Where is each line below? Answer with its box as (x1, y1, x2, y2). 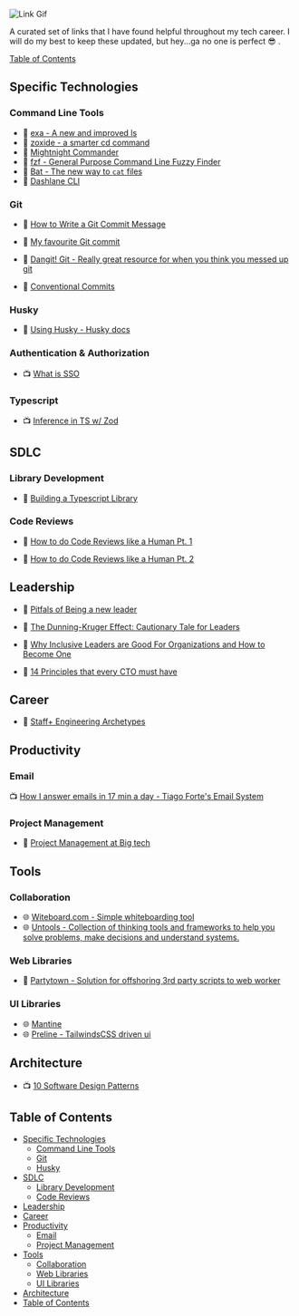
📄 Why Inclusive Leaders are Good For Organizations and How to (22, 639, 265, 650)
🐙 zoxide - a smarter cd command (22, 137, 150, 148)
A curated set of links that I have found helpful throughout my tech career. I (9, 26, 290, 36)
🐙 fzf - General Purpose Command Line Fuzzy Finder (22, 156, 221, 167)
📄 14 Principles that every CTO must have (22, 666, 178, 677)
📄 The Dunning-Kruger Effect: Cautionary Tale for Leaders (22, 621, 240, 632)
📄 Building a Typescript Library (22, 492, 139, 503)
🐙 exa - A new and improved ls (22, 127, 138, 138)
